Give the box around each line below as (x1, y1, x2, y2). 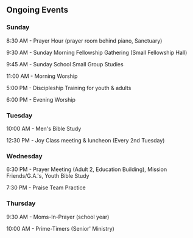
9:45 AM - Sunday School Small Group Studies (6, 60, 124, 68)
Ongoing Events (6, 5, 69, 15)
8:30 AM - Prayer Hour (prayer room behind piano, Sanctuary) (6, 37, 163, 44)
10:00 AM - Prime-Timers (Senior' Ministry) (6, 225, 114, 232)
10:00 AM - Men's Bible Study (6, 125, 82, 132)
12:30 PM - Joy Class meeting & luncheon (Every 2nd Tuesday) (6, 136, 165, 144)
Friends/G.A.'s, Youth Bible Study (6, 172, 89, 180)
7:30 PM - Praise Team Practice (6, 184, 86, 191)
